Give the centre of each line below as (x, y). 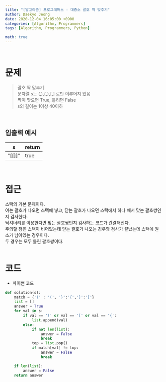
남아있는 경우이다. (32, 235)
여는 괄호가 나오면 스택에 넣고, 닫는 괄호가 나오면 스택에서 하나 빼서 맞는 (75, 210)
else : (29, 325)
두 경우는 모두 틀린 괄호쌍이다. (34, 241)
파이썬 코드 (23, 283)
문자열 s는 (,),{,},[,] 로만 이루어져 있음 (54, 94)
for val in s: (29, 311)
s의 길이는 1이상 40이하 (40, 106)
